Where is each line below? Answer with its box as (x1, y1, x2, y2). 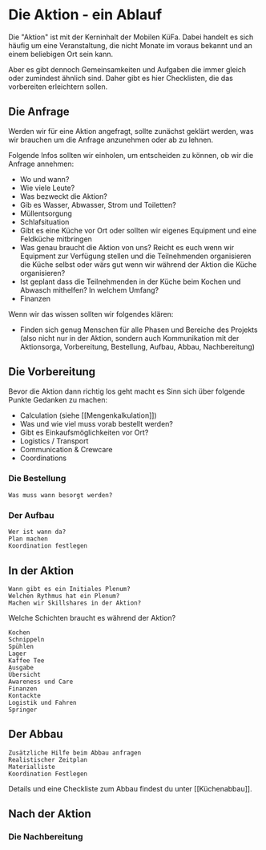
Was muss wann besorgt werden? (8, 491, 113, 499)
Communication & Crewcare (19, 444, 113, 454)
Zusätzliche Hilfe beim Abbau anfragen (8, 748, 142, 757)
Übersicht (8, 670, 42, 678)
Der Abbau (8, 727, 63, 741)
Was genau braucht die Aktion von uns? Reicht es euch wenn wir (19, 242, 235, 252)
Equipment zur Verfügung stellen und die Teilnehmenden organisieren (19, 251, 252, 261)
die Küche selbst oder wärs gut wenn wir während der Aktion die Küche (19, 259, 257, 269)
